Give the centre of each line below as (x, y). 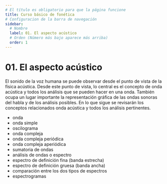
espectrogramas (29, 176)
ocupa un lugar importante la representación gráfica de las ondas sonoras (81, 97)
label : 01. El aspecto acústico (43, 33)
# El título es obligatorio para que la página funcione (66, 10)
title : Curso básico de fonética (40, 15)
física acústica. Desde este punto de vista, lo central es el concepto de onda (83, 86)
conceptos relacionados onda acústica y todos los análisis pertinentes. (78, 108)
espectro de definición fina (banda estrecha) (58, 160)
